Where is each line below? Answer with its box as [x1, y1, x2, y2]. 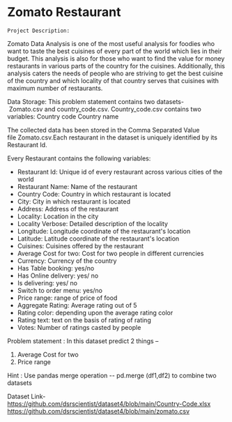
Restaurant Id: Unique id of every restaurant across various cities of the [17, 167, 223, 176]
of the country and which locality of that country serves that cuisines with [7, 76, 219, 84]
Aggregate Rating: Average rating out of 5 [17, 301, 137, 309]
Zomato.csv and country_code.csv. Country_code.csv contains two [8, 105, 202, 113]
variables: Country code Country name [7, 112, 119, 121]
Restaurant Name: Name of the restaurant [17, 182, 138, 190]
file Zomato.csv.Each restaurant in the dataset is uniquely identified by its [7, 133, 218, 142]
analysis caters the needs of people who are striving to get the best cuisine [7, 69, 224, 77]
